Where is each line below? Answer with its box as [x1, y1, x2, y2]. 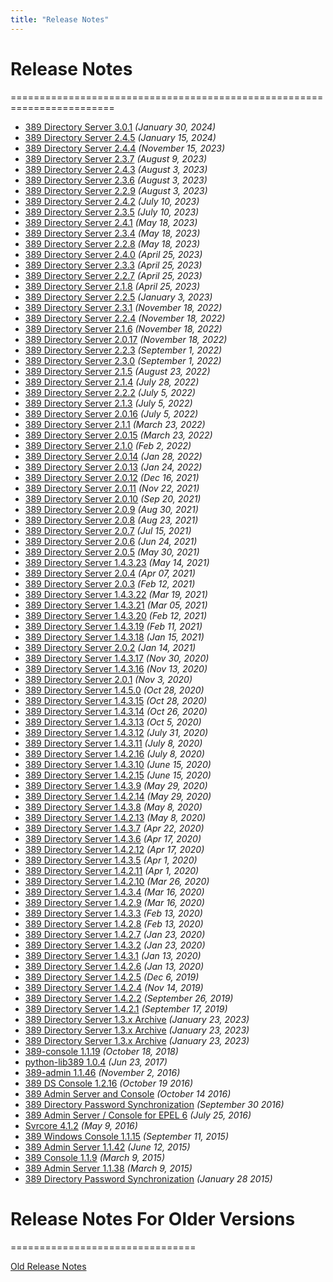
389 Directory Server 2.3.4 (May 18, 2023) [24, 227, 201, 239]
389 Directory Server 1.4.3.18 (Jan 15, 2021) [24, 631, 205, 643]
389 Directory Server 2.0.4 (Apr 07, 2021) [24, 567, 196, 579]
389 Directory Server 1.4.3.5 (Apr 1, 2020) [24, 854, 198, 866]
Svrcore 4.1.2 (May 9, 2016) [24, 1119, 138, 1131]
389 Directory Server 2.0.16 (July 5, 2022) [24, 407, 199, 420]
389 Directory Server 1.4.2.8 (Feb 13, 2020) [24, 917, 204, 930]
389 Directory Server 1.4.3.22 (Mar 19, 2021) [24, 588, 208, 600]
